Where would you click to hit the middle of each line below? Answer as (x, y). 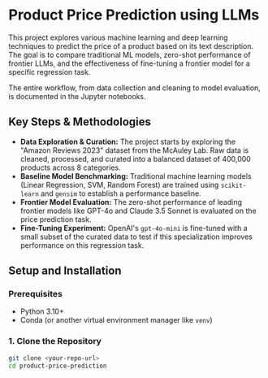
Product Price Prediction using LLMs (134, 15)
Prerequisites (35, 294)
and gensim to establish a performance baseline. (121, 193)
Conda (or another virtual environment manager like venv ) (116, 320)
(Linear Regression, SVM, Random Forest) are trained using (119, 185)
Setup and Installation (65, 271)
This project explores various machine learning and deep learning (119, 37)
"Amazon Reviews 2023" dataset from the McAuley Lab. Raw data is (134, 150)
